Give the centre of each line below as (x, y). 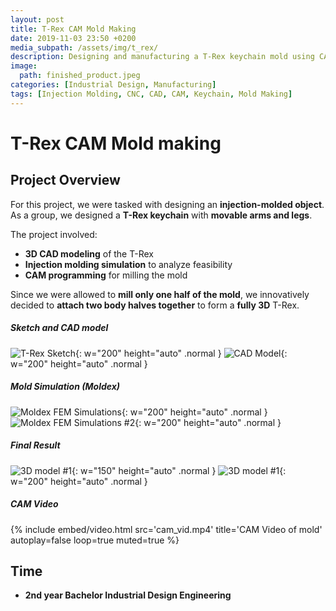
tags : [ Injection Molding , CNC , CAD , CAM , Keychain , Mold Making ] (151, 94)
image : (24, 66)
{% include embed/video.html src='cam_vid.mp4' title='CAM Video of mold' (166, 529)
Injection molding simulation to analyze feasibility (128, 264)
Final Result (35, 445)
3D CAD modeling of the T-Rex (89, 253)
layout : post (37, 19)
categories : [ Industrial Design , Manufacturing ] (113, 85)
